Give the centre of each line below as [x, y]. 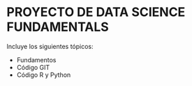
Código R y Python [44, 75]
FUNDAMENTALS [58, 27]
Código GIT [33, 67]
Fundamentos [36, 59]
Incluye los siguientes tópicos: [50, 46]
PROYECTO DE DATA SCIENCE [96, 12]
